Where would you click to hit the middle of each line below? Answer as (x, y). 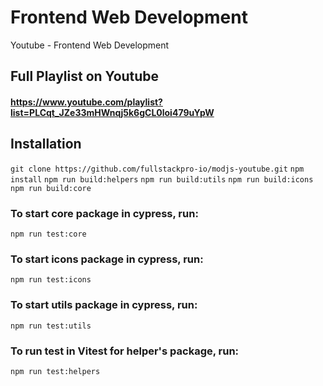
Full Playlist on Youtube (85, 76)
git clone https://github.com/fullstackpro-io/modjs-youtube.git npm (157, 169)
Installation (46, 144)
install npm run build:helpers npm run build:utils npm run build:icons (162, 179)
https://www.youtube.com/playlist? (86, 102)
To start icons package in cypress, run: (107, 259)
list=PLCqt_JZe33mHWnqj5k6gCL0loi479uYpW (112, 112)
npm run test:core (48, 234)
